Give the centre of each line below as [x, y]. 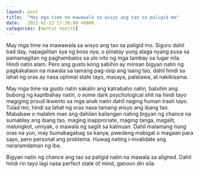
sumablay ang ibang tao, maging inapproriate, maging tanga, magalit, [91, 121]
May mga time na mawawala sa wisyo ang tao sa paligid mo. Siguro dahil [95, 45]
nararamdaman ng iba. [34, 146]
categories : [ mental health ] [42, 28]
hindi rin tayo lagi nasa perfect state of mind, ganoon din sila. [81, 163]
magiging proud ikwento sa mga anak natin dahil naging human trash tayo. [97, 101]
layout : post [22, 12]
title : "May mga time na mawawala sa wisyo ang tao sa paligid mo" [93, 17]
